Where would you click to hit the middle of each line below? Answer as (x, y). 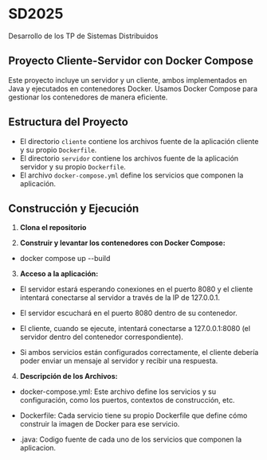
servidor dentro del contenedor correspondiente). (101, 337)
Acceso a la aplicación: (59, 274)
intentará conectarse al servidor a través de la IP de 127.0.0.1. (120, 298)
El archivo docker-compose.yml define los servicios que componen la (132, 175)
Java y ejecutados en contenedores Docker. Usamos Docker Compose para (133, 88)
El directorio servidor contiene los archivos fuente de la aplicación (129, 158)
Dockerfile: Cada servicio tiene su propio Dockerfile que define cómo (133, 415)
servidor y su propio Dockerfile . (73, 166)
